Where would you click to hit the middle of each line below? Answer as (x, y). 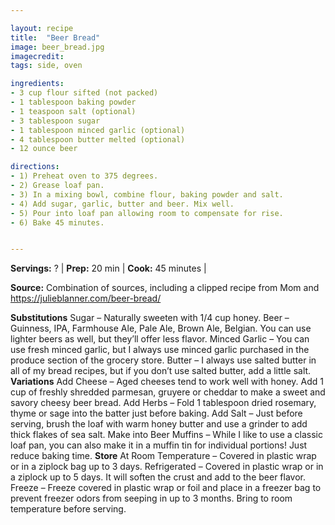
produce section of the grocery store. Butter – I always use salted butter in (163, 360)
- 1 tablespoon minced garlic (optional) (98, 130)
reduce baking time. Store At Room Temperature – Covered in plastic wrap (163, 456)
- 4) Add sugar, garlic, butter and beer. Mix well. (122, 204)
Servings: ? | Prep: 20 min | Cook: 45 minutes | (108, 268)
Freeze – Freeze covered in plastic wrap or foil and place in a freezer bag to (166, 488)
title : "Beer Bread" (55, 37)
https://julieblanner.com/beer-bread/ (86, 298)
